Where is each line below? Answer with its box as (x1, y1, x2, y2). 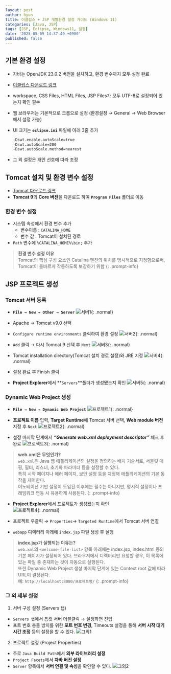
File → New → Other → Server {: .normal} (12, 309, 114, 315)
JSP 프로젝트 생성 (5, 280, 59, 288)
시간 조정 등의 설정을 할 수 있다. (12, 628, 76, 635)
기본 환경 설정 (5, 56, 46, 65)
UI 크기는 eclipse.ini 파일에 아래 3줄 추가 (12, 127, 99, 133)
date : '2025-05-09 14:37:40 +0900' (5, 31, 81, 36)
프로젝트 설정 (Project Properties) (12, 639, 82, 645)
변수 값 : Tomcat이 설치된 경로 (20, 233, 81, 239)
